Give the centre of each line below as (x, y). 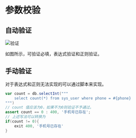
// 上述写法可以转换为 (26, 117)
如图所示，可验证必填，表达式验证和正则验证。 (53, 54)
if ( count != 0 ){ (22, 121)
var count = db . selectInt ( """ (37, 93)
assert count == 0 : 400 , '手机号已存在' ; (48, 112)
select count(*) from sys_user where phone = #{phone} (73, 98)
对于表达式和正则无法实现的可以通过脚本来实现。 (56, 84)
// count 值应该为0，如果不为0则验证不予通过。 (49, 107)
